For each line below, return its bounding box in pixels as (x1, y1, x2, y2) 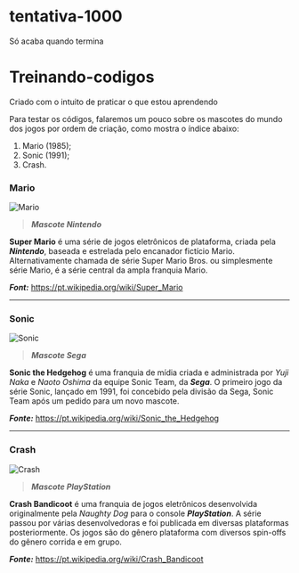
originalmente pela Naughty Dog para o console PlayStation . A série (9, 508, 262, 519)
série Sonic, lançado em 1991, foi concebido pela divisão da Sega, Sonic (9, 386, 274, 397)
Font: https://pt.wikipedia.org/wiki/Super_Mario (9, 282, 183, 293)
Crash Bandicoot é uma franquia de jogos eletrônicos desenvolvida (9, 498, 258, 509)
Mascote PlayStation (30, 481, 111, 492)
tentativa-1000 (9, 6, 123, 27)
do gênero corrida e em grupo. (9, 536, 123, 547)
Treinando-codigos (9, 67, 155, 87)
